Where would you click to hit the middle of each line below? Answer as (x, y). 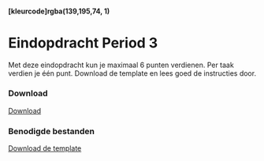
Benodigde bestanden (52, 131)
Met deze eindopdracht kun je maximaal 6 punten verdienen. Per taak (121, 65)
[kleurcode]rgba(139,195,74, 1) (59, 11)
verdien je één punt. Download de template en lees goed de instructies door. (132, 73)
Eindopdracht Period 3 (83, 43)
